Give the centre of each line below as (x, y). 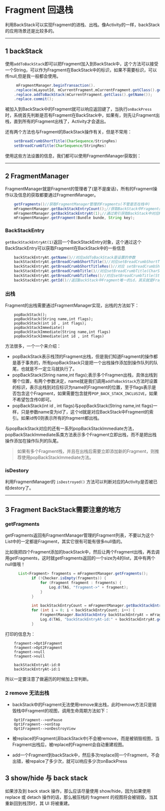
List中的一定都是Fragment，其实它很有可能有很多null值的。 (65, 542)
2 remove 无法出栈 (27, 693)
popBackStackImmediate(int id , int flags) (59, 336)
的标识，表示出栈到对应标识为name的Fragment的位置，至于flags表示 (82, 388)
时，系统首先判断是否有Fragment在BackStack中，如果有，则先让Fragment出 (82, 115)
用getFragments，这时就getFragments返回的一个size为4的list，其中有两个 (80, 558)
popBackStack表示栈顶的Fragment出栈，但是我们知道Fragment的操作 (83, 357)
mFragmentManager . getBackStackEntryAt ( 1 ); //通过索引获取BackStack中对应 (86, 213)
